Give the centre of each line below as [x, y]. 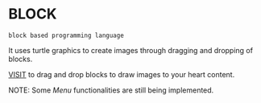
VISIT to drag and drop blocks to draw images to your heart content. [122, 74]
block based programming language [66, 35]
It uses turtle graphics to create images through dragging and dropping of [131, 50]
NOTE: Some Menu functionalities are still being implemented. [111, 90]
